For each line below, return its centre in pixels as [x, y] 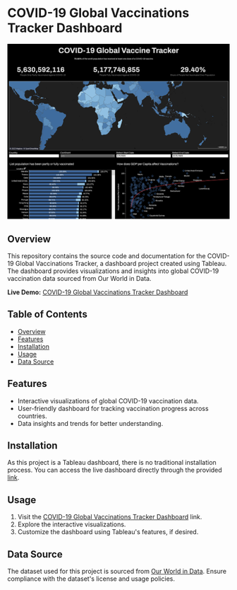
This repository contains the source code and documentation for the [107, 255]
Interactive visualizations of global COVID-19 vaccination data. [108, 400]
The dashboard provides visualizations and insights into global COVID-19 [113, 271]
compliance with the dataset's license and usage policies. [91, 579]
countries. [32, 416]
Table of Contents [48, 314]
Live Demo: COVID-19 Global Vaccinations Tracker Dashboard [98, 292]
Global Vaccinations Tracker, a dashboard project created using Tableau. [121, 263]
